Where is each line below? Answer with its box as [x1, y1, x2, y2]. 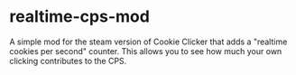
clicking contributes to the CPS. [9, 55, 127, 66]
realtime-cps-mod [9, 6, 151, 27]
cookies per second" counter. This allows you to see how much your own [9, 45, 282, 56]
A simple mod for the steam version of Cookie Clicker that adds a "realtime [9, 36, 288, 47]
